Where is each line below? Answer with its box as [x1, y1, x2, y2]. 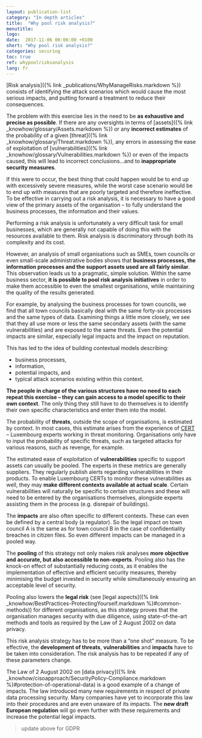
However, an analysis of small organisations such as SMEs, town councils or [6, 250, 196, 257]
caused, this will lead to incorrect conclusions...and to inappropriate [6, 158, 177, 165]
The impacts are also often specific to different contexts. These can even [6, 512, 189, 520]
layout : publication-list [6, 8, 71, 15]
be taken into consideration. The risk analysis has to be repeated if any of [6, 650, 189, 658]
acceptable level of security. [6, 581, 77, 589]
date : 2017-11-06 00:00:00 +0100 [6, 37, 93, 43]
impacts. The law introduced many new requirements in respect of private [6, 687, 190, 695]
